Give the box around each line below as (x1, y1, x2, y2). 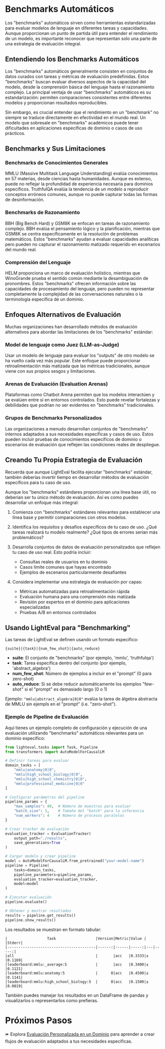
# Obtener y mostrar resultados (5, 908, 71, 913)
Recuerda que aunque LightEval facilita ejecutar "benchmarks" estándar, (5, 469, 153, 475)
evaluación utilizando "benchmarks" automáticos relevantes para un (5, 730, 144, 736)
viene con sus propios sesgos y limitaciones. (5, 368, 96, 374)
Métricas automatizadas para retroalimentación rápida (19, 588, 130, 594)
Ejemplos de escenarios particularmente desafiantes (19, 569, 127, 575)
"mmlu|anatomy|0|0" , (14, 768, 56, 773)
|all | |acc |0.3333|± (5, 953, 149, 958)
